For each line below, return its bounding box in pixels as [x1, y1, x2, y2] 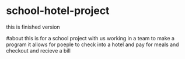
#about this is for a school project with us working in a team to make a [6, 34, 175, 41]
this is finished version [6, 23, 60, 30]
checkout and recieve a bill [6, 47, 71, 54]
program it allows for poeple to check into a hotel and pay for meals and [6, 41, 179, 48]
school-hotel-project [6, 4, 110, 18]
